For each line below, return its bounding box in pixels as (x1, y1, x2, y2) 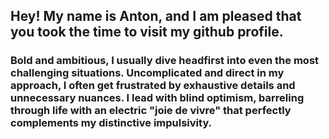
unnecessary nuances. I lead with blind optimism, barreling (10, 91, 305, 105)
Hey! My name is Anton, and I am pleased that (10, 8, 302, 25)
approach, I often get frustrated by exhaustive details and (10, 79, 296, 93)
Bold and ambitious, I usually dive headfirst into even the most (10, 54, 320, 68)
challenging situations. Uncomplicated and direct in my (10, 66, 285, 80)
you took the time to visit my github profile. (10, 24, 284, 41)
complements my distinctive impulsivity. (10, 116, 213, 130)
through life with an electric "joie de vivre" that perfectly (10, 104, 292, 118)
